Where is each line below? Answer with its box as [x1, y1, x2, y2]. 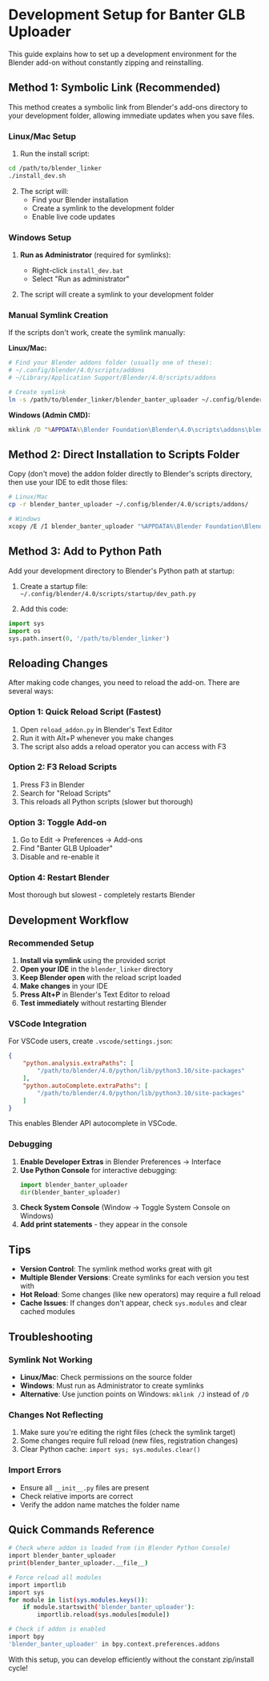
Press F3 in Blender [19, 780, 86, 789]
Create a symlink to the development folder [31, 203, 175, 213]
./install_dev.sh [8, 171, 66, 179]
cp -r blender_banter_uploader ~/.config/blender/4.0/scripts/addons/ [8, 501, 249, 509]
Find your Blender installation [31, 195, 129, 204]
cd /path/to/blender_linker [8, 164, 102, 173]
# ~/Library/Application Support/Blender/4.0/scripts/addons [8, 374, 217, 382]
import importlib [8, 1581, 66, 1589]
